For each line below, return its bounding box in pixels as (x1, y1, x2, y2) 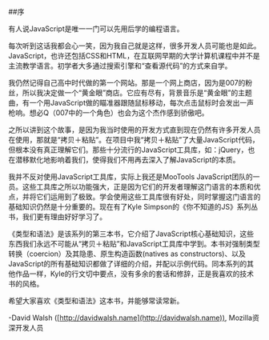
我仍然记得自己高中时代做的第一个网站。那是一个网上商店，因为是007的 (8, 78, 246, 87)
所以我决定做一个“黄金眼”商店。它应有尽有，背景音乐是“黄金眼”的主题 (22, 88, 252, 98)
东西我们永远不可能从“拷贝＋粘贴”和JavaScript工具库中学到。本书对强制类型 (8, 239, 260, 248)
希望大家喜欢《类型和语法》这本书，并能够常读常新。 (8, 296, 184, 306)
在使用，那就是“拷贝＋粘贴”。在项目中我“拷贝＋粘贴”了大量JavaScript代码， (8, 135, 259, 144)
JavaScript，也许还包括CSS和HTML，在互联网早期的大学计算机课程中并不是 (8, 51, 260, 60)
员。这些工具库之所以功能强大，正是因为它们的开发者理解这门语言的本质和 (8, 182, 254, 191)
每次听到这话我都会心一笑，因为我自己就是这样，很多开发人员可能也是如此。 (8, 41, 261, 50)
